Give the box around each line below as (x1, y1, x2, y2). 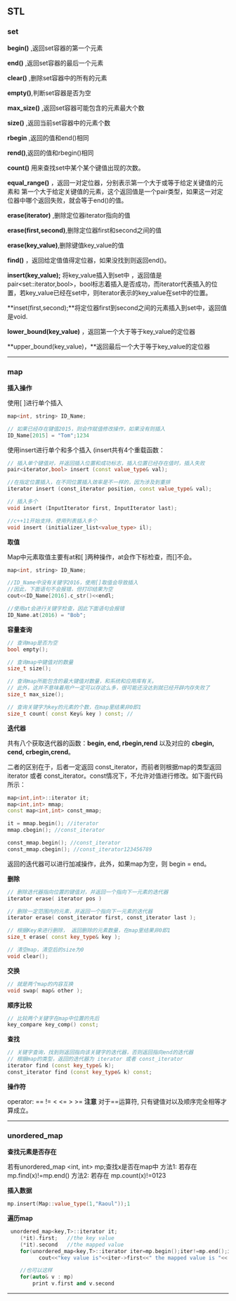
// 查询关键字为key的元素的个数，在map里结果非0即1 (7, 704, 142, 711)
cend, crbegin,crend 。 (7, 747, 75, 756)
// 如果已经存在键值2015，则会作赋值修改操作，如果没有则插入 (7, 425, 166, 432)
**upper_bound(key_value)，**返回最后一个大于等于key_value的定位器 (7, 342, 211, 351)
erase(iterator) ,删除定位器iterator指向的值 (7, 211, 131, 219)
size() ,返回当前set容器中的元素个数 (7, 118, 111, 127)
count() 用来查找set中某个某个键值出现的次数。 (7, 163, 145, 172)
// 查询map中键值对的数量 (7, 659, 74, 666)
